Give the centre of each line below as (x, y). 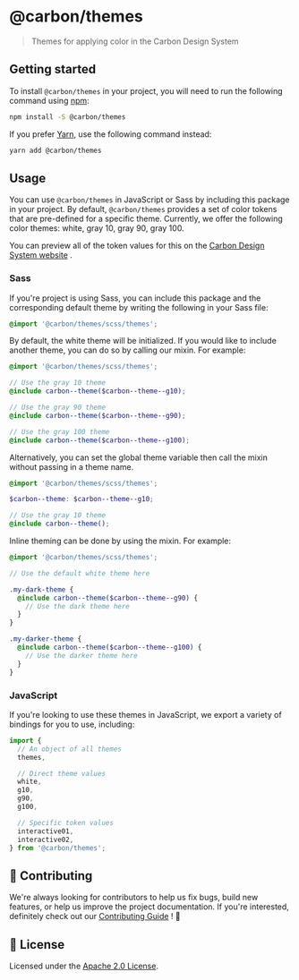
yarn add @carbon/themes (56, 150)
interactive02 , (46, 839)
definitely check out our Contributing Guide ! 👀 (95, 916)
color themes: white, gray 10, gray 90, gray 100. (97, 228)
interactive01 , (46, 831)
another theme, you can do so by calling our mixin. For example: (128, 350)
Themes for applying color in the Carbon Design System (135, 41)
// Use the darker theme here (82, 655)
